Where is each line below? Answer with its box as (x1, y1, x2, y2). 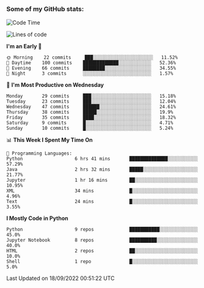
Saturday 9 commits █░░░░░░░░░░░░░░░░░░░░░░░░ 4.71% (6, 119, 173, 126)
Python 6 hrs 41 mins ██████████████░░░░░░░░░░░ (6, 155, 199, 161)
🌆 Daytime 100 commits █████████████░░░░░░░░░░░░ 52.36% (6, 59, 176, 66)
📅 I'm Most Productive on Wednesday (6, 81, 104, 88)
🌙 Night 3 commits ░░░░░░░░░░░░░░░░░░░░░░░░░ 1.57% (6, 70, 173, 76)
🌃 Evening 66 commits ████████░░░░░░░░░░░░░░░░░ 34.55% (6, 65, 176, 71)
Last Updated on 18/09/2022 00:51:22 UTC (6, 275, 115, 282)
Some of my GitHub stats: (6, 5, 84, 13)
